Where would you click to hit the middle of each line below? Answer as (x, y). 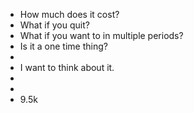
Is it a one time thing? (63, 46)
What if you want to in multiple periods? (101, 35)
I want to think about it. (67, 67)
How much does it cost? (69, 14)
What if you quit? (54, 25)
